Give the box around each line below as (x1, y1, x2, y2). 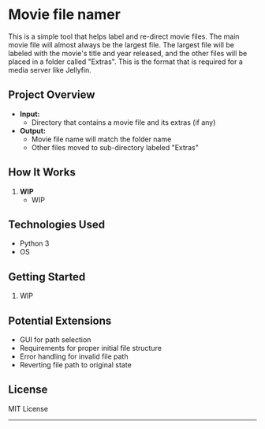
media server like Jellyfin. (8, 65, 92, 74)
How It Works (8, 166, 77, 179)
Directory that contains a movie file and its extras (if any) (31, 117, 216, 127)
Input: (19, 109, 40, 119)
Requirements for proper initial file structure (19, 344, 162, 352)
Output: (19, 126, 46, 135)
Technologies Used (8, 217, 105, 231)
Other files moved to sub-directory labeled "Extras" (31, 142, 199, 152)
